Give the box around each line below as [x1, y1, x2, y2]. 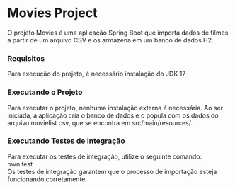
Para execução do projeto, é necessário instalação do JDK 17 [7, 69, 186, 79]
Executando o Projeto [7, 87, 83, 97]
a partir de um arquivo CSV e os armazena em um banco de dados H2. [7, 35, 214, 44]
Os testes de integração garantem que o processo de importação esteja [7, 167, 217, 176]
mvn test [7, 159, 33, 168]
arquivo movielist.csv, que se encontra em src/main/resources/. [7, 118, 193, 127]
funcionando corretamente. [7, 175, 87, 183]
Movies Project [7, 5, 98, 21]
